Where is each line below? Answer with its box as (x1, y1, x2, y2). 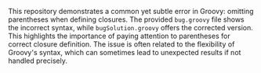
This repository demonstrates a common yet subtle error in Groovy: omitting (8, 7, 254, 16)
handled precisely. (8, 56, 68, 65)
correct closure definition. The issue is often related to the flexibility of (8, 40, 235, 49)
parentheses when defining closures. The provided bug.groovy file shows (8, 15, 245, 24)
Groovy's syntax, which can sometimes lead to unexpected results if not (8, 48, 241, 57)
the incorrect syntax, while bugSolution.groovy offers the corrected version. (8, 23, 253, 32)
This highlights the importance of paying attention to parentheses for (8, 31, 230, 40)
